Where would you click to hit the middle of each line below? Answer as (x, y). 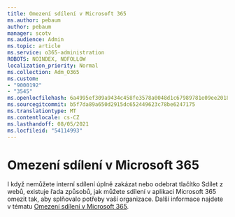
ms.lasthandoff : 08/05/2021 (48, 124)
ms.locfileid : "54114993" (45, 130)
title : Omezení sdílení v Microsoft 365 (67, 14)
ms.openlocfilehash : (37, 98)
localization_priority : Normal (53, 66)
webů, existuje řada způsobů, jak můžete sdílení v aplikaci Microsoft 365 (112, 192)
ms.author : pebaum (34, 20)
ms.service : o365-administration (56, 53)
